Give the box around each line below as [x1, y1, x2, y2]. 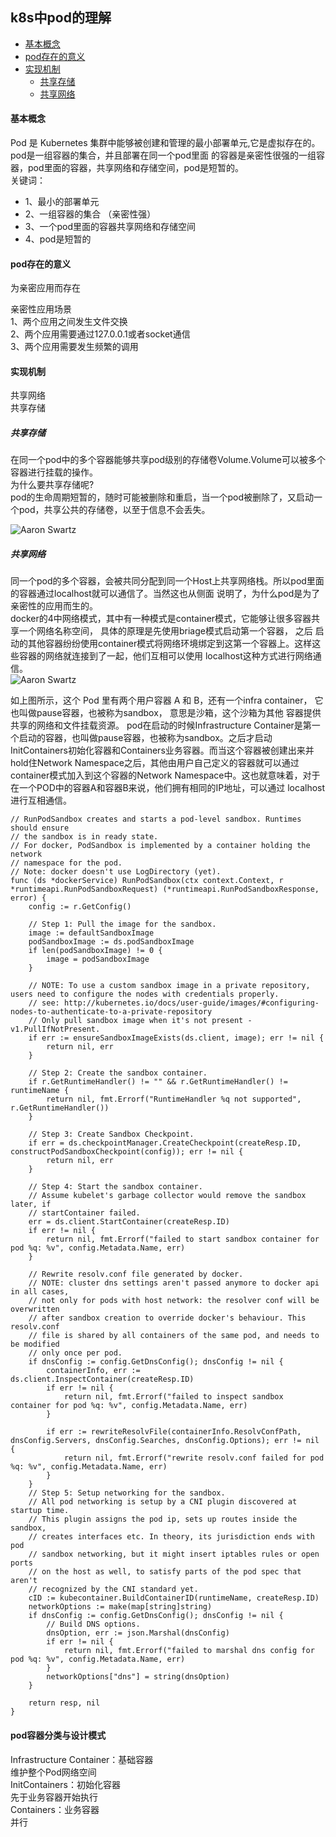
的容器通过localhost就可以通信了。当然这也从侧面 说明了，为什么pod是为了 [10, 588, 321, 600]
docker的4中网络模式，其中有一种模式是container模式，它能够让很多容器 [10, 613, 312, 625]
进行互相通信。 [10, 794, 72, 807]
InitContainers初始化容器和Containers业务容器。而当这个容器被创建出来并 [10, 744, 315, 757]
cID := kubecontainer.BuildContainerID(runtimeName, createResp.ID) [28, 1593, 320, 1603]
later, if [10, 1199, 52, 1210]
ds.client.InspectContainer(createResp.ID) [10, 1374, 195, 1385]
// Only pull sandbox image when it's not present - [28, 1016, 253, 1026]
